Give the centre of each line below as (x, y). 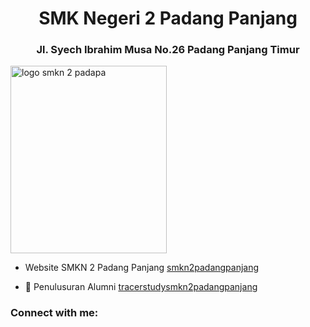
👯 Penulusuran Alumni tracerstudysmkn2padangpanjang (141, 287)
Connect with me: (54, 313)
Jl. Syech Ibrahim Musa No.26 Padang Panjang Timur (168, 50)
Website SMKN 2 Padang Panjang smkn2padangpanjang (142, 268)
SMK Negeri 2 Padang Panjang (168, 18)
